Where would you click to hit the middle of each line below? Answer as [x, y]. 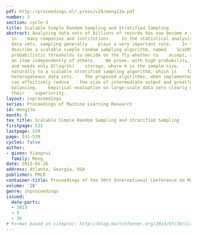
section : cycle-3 [27, 22]
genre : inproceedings [33, 191]
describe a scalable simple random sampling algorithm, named [89, 50]
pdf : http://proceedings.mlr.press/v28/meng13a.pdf [70, 11]
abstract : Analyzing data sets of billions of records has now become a [97, 33]
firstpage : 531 [25, 126]
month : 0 [17, 115]
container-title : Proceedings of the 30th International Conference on [95, 180]
